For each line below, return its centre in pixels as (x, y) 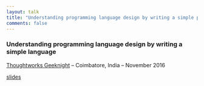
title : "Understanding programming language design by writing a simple (100, 18)
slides (14, 77)
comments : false (27, 23)
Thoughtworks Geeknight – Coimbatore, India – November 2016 (86, 65)
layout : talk (23, 12)
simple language (31, 52)
